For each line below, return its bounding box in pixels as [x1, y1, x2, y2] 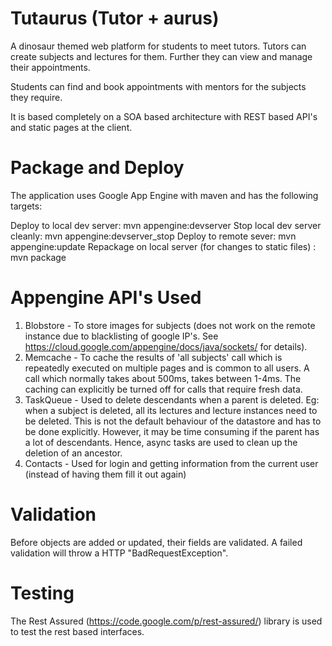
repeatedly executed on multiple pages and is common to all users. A [24, 362, 310, 374]
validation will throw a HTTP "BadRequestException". [10, 547, 229, 559]
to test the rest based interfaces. [10, 625, 145, 637]
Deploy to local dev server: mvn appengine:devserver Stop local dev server [10, 219, 322, 231]
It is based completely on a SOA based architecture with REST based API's [10, 110, 318, 122]
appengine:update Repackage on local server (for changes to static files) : [10, 240, 317, 252]
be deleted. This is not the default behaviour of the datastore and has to [24, 415, 322, 427]
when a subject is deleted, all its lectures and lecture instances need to [24, 404, 318, 416]
